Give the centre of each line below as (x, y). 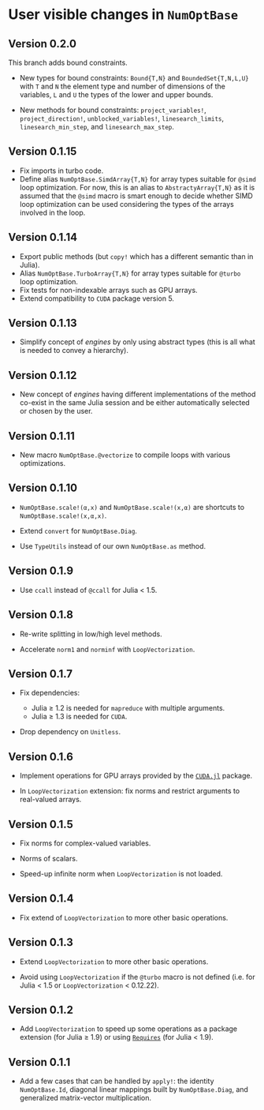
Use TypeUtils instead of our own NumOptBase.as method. (113, 546)
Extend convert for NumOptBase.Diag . (78, 531)
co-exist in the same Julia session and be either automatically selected (134, 403)
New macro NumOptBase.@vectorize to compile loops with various (125, 455)
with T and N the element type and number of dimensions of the (123, 86)
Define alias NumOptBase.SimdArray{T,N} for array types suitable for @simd (138, 178)
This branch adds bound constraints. (68, 62)
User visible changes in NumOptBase (123, 15)
